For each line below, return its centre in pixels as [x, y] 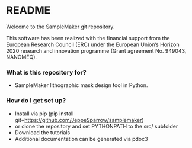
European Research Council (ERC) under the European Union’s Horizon [93, 44]
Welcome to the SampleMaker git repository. [60, 27]
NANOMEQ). [22, 57]
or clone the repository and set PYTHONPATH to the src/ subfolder [96, 126]
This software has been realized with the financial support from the [88, 38]
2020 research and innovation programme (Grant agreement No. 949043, [96, 50]
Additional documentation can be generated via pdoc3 [81, 139]
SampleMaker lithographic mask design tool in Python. [81, 85]
